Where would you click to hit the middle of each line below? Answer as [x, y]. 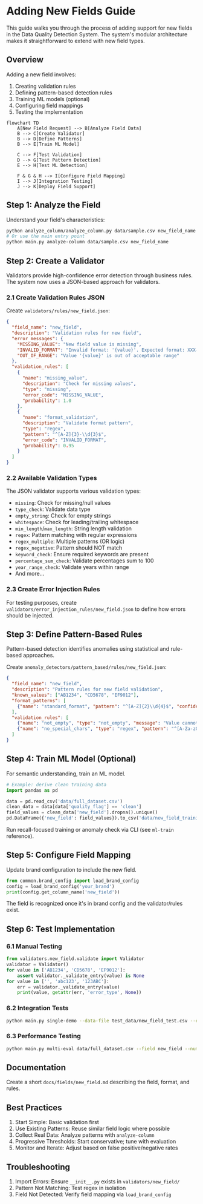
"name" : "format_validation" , [60, 418]
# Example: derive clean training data [56, 785]
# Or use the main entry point [46, 236]
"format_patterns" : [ [39, 700]
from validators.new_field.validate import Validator [76, 959]
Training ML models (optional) [52, 99]
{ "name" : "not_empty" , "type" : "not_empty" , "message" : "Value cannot [108, 723]
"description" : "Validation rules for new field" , [77, 333]
